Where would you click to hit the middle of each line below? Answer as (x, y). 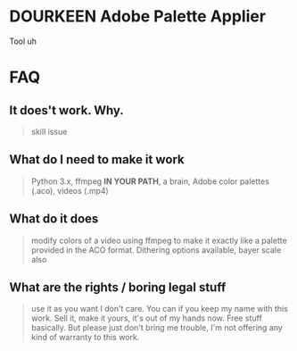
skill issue (49, 131)
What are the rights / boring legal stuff (118, 287)
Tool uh (23, 41)
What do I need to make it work (97, 159)
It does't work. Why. (67, 110)
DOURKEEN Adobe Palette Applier (137, 17)
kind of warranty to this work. (85, 338)
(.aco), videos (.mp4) (70, 190)
